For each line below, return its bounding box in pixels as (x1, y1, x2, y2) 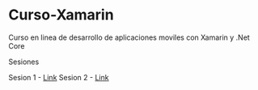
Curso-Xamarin (8, 6, 115, 24)
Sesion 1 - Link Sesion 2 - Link (8, 72, 109, 82)
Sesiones (8, 57, 40, 66)
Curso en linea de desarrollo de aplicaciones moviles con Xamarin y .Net (8, 32, 251, 42)
